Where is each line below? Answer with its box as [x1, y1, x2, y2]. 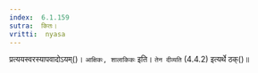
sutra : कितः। [9, 21, 58, 30]
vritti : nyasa [9, 29, 66, 38]
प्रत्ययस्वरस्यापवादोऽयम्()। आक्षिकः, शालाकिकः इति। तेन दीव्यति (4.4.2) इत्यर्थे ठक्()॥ [9, 54, 250, 65]
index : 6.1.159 [9, 12, 70, 22]
